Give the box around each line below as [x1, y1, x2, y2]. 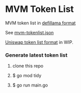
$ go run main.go [12, 82, 48, 88]
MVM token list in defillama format [5, 20, 76, 26]
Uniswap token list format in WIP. [5, 39, 73, 45]
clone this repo [12, 63, 43, 69]
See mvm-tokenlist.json [5, 29, 54, 35]
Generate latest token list [5, 51, 67, 58]
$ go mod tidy [12, 73, 41, 79]
